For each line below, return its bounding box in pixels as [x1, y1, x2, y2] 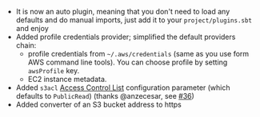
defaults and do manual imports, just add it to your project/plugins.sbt [15, 15, 253, 25]
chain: [15, 41, 37, 50]
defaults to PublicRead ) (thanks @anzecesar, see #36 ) [15, 92, 194, 100]
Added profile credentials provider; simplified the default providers [15, 32, 236, 41]
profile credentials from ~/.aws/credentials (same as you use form [27, 49, 250, 58]
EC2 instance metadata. [27, 75, 107, 84]
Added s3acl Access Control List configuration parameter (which [15, 83, 230, 92]
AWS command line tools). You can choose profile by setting [27, 57, 228, 67]
